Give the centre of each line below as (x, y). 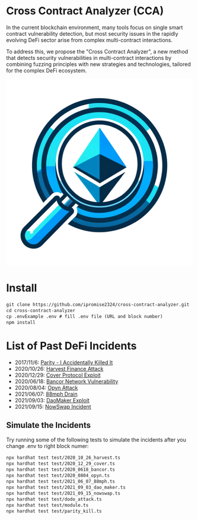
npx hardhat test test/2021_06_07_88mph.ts (61, 481)
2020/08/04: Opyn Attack (46, 387)
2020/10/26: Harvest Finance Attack (59, 368)
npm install (21, 322)
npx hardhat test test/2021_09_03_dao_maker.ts (66, 487)
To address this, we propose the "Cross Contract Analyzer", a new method (97, 51)
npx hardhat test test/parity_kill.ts (54, 511)
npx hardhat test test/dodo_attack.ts (54, 499)
